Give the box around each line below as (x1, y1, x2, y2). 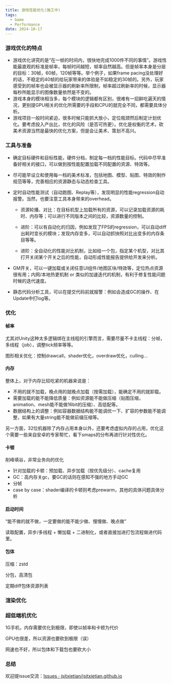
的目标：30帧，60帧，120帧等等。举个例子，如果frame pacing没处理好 (12, 70, 163, 76)
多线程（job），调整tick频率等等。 (5, 341, 76, 348)
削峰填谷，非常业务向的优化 (5, 457, 64, 463)
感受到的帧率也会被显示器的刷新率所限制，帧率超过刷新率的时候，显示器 (12, 83, 166, 89)
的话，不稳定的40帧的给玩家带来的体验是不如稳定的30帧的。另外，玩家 (12, 77, 164, 83)
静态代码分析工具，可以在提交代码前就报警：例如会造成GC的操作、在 (12, 289, 159, 295)
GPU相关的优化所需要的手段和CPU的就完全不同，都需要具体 (35, 102, 163, 108)
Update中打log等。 (12, 295, 53, 301)
